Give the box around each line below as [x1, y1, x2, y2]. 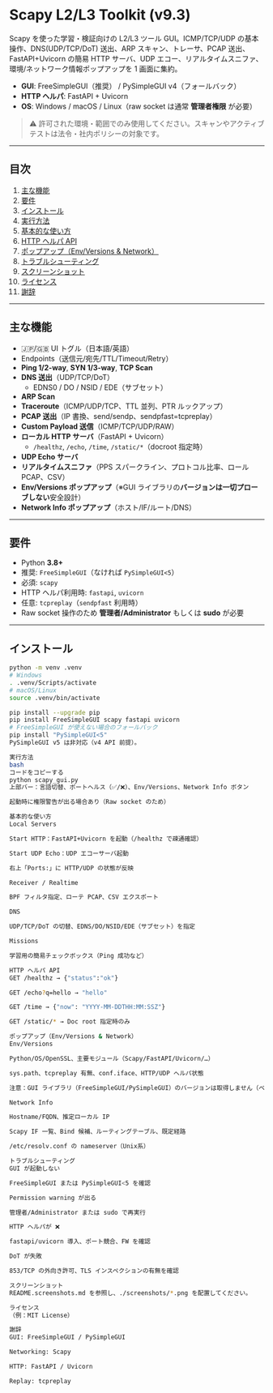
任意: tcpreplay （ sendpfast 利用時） [20, 598, 143, 608]
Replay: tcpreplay [9, 1377, 71, 1385]
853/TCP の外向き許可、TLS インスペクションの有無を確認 [9, 1267, 179, 1275]
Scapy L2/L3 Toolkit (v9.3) [9, 6, 191, 24]
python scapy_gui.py [9, 776, 79, 784]
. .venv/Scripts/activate [9, 678, 96, 686]
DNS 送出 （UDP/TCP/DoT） [20, 372, 114, 382]
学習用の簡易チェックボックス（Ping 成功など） [9, 951, 148, 959]
